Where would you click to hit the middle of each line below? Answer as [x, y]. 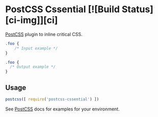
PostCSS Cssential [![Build [62, 9]
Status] [138, 9]
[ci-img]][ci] [32, 20]
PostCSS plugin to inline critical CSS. [44, 34]
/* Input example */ [36, 48]
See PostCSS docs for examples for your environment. [62, 109]
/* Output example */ [33, 67]
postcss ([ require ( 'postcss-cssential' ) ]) [52, 99]
